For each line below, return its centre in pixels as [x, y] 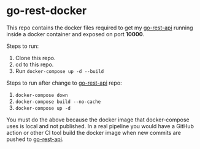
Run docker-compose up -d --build [60, 71]
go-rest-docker [47, 11]
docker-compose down [41, 95]
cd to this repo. [34, 64]
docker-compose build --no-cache [58, 102]
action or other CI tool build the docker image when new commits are [94, 132]
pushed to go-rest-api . [35, 139]
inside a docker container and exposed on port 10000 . [75, 34]
